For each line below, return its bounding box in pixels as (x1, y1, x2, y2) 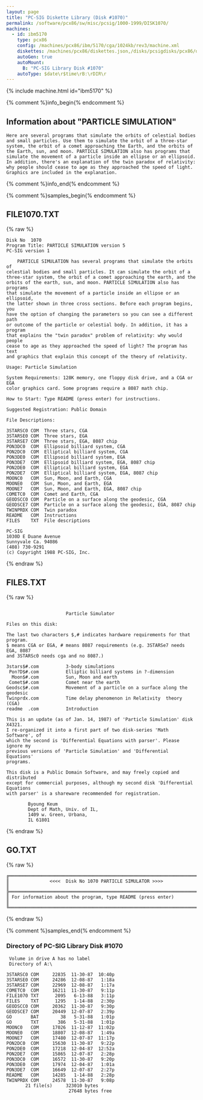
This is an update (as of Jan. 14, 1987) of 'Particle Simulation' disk (6, 716, 193, 723)
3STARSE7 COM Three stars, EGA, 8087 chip (6, 438, 118, 444)
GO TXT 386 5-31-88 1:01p (6, 1019, 115, 1025)
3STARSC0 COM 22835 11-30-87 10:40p (6, 971, 115, 977)
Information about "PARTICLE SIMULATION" (6, 116, 177, 127)
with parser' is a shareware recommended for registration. (6, 790, 161, 796)
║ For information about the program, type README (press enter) (6, 894, 174, 900)
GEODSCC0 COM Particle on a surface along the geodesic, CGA (6, 496, 166, 503)
